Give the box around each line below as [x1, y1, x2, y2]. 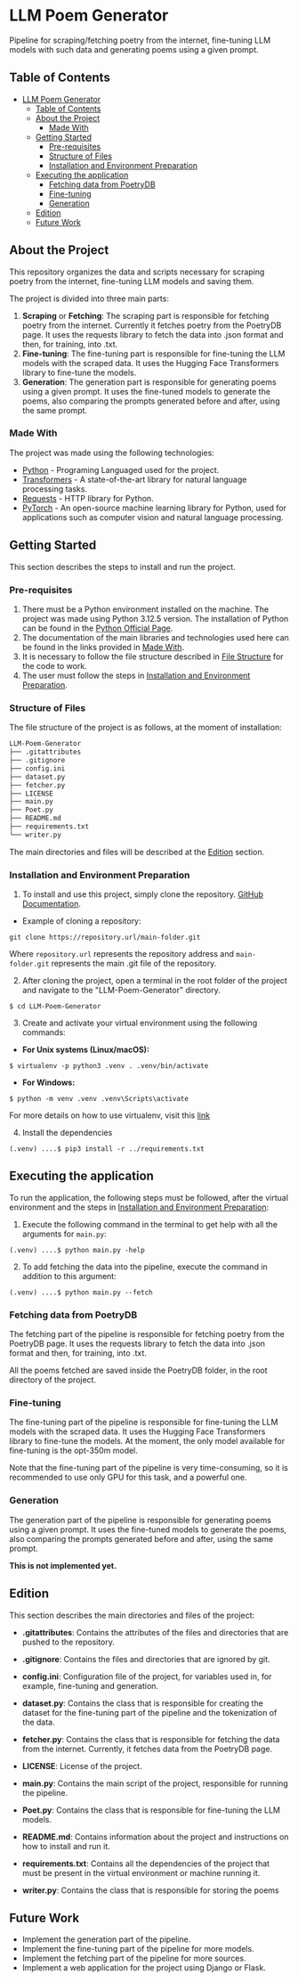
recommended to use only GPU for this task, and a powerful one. [9, 1472, 247, 1483]
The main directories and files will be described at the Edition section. [9, 846, 265, 857]
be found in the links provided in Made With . [21, 641, 185, 652]
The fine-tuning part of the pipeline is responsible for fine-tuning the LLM [9, 1417, 278, 1428]
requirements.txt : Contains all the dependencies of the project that [21, 1858, 270, 1869]
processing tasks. [21, 483, 87, 494]
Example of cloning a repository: [21, 916, 141, 926]
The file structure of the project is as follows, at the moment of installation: [9, 722, 282, 733]
